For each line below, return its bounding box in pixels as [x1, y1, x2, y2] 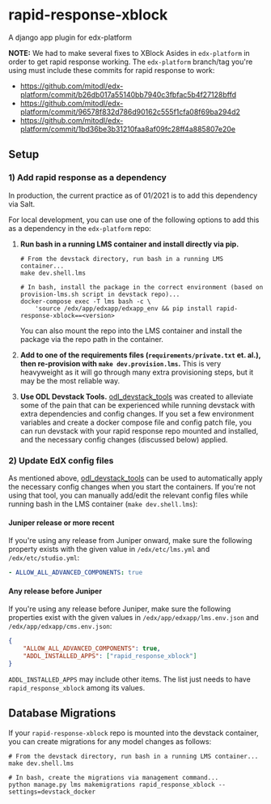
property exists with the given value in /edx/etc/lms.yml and [8, 545, 210, 554]
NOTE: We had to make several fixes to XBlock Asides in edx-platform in [8, 48, 251, 58]
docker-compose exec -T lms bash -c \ [19, 297, 151, 306]
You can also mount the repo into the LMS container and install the [19, 326, 243, 336]
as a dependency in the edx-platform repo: [8, 223, 151, 233]
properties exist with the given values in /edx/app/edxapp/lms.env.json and [8, 613, 259, 622]
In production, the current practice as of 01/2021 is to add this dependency [8, 190, 258, 200]
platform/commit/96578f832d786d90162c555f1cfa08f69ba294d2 [19, 107, 241, 117]
